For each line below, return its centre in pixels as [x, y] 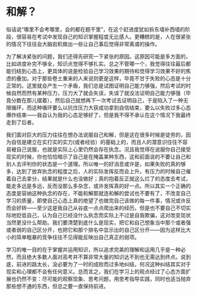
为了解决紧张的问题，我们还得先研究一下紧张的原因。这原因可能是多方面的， [98, 56]
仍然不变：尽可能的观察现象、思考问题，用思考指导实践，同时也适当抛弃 [103, 279]
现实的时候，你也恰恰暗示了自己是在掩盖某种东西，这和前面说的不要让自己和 [98, 156]
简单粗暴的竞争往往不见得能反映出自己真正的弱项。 [78, 237]
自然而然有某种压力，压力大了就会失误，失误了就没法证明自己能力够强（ [98, 93]
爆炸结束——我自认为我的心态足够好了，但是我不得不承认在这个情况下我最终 [98, 115]
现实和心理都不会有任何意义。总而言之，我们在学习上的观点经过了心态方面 [96, 271]
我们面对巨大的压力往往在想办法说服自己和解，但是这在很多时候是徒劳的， [96, 135]
